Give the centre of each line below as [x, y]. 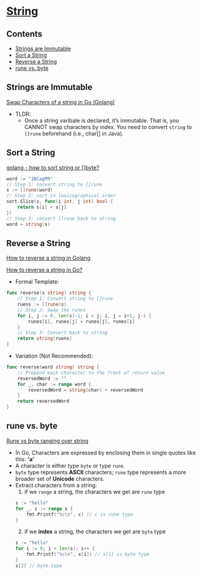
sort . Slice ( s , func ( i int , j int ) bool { [60, 201]
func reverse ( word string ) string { [53, 367]
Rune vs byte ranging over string [47, 441]
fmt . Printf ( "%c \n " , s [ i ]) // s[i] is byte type [88, 554]
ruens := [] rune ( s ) [42, 304]
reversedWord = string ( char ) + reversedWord [86, 390]
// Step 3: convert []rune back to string [61, 219]
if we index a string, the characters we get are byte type [95, 532]
